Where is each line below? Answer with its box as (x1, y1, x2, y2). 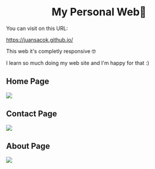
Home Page (6, 77, 50, 87)
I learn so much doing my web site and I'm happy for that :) (6, 59, 150, 67)
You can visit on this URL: (6, 25, 68, 32)
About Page (6, 141, 50, 151)
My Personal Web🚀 (51, 5, 147, 19)
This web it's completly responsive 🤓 (6, 47, 96, 55)
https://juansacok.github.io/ (6, 36, 74, 43)
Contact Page (6, 109, 57, 119)
